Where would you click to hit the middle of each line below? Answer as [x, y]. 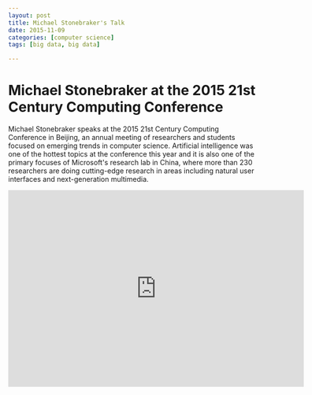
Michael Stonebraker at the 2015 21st [132, 90]
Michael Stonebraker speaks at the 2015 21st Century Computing [113, 129]
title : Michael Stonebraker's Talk [67, 23]
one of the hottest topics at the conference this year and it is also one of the [131, 154]
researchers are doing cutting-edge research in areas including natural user [131, 171]
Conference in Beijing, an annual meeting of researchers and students [122, 138]
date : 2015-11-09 [37, 30]
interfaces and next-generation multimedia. [78, 179]
